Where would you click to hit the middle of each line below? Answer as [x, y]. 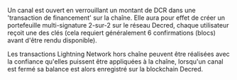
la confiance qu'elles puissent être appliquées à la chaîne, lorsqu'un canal [115, 62]
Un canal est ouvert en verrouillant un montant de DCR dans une [102, 10]
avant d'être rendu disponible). [52, 40]
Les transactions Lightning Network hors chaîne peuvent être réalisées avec [119, 54]
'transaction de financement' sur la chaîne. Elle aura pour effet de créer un [116, 18]
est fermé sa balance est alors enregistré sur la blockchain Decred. [105, 69]
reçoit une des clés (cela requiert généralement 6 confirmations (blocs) [112, 33]
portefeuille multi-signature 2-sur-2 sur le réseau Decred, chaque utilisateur [118, 25]
